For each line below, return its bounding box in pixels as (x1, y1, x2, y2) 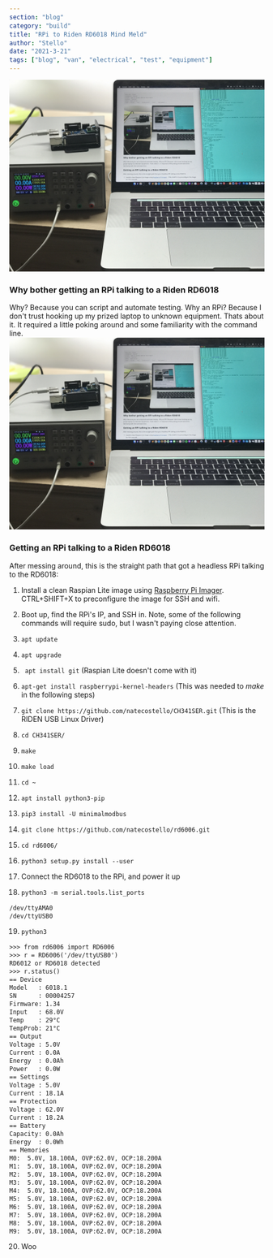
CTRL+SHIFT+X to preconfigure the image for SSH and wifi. (20, 594, 220, 603)
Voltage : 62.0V (9, 1105, 64, 1113)
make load (20, 763, 55, 771)
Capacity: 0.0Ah (9, 1130, 64, 1138)
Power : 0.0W (9, 1065, 61, 1073)
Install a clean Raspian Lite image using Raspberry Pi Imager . (20, 585, 224, 594)
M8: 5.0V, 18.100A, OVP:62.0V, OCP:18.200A (9, 1219, 162, 1227)
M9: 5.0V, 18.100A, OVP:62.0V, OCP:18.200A (9, 1227, 162, 1235)
